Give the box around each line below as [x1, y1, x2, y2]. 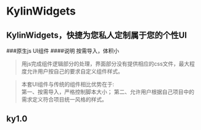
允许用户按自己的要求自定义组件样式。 [26, 68, 123, 75]
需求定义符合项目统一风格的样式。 [21, 96, 108, 103]
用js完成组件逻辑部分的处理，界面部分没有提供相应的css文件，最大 [21, 60, 190, 67]
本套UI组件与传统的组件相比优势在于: [21, 81, 115, 87]
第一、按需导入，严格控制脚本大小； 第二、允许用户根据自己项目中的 [21, 88, 194, 95]
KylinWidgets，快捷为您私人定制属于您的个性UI [6, 30, 188, 40]
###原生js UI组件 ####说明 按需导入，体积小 [6, 47, 119, 54]
